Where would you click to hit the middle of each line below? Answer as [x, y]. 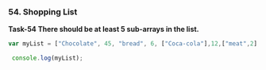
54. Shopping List [43, 12]
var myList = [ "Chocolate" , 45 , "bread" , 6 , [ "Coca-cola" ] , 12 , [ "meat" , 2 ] [133, 44]
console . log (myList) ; [47, 58]
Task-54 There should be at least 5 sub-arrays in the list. [104, 29]
